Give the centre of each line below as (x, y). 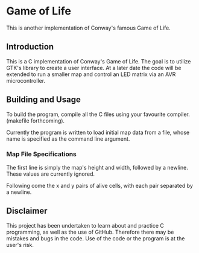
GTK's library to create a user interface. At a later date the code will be (94, 68)
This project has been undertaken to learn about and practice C (85, 225)
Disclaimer (27, 211)
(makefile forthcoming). (36, 120)
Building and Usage (44, 100)
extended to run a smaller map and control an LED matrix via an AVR (91, 74)
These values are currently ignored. (51, 174)
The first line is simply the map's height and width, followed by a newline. (97, 167)
